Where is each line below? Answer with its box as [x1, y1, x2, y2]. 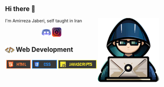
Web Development [15, 45, 73, 53]
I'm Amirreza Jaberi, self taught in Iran [5, 17, 82, 23]
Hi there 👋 [5, 5, 36, 13]
